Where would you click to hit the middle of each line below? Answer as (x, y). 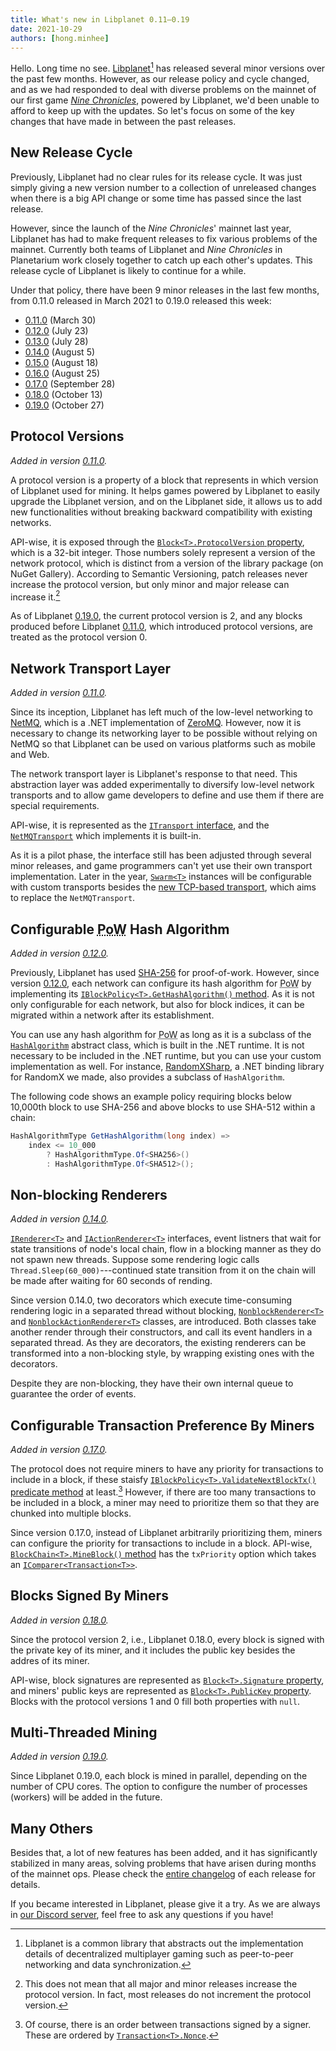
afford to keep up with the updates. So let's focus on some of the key (152, 111)
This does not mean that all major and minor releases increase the (161, 1984)
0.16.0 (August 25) (62, 373)
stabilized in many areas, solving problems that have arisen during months (163, 1863)
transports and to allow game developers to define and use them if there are (167, 795)
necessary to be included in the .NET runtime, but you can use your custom (166, 1055)
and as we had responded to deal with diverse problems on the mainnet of (163, 90)
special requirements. (55, 806)
